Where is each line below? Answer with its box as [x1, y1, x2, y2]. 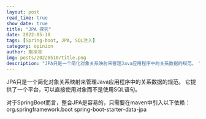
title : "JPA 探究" [6, 26, 51, 33]
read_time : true [6, 15, 48, 21]
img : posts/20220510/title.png [6, 55, 86, 61]
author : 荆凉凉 [6, 49, 42, 55]
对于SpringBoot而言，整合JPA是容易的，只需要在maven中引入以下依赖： [6, 99, 191, 106]
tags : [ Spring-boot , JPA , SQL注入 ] [6, 37, 96, 44]
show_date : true [6, 20, 48, 26]
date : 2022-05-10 [6, 32, 51, 38]
